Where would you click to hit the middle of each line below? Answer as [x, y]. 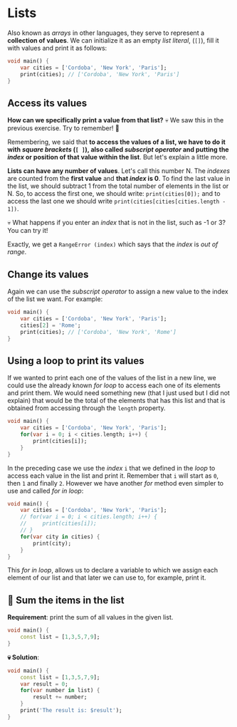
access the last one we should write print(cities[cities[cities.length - [117, 202]
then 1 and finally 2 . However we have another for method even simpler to [116, 483]
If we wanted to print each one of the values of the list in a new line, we [112, 378]
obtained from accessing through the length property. [86, 408]
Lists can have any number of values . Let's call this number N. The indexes [118, 171]
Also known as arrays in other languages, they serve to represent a [106, 33]
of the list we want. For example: [55, 299]
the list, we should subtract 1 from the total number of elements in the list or [118, 186]
